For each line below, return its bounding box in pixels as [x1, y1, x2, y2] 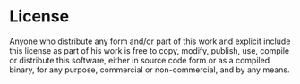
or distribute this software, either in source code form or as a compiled [9, 55, 270, 65]
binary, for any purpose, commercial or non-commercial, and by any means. [9, 64, 290, 75]
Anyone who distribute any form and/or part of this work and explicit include [9, 36, 291, 46]
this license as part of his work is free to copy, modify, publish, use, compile [9, 45, 289, 55]
